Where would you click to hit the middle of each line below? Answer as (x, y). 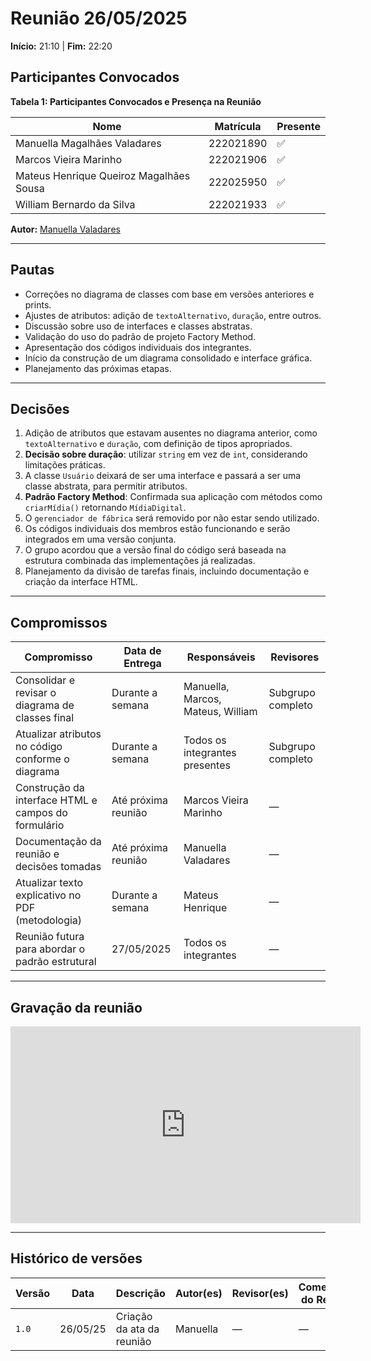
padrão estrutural (56, 962)
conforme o (42, 759)
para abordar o (50, 949)
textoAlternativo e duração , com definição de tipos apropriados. (158, 444)
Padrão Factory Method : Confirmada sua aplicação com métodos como (173, 497)
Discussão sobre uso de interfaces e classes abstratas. (138, 326)
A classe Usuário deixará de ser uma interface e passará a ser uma (163, 476)
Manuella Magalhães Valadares (88, 143)
